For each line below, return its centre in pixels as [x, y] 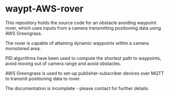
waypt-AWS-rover [44, 9]
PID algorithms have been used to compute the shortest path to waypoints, [83, 58]
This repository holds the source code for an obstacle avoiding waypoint [81, 23]
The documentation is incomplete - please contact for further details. [77, 88]
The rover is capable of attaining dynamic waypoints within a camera [77, 43]
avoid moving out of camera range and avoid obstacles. [63, 63]
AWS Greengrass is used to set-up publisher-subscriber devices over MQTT [85, 73]
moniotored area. [23, 48]
